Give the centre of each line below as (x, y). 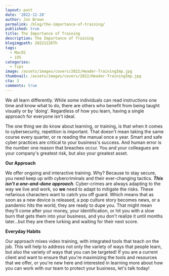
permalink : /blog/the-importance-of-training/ (55, 24)
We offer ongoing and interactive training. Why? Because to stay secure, (81, 173)
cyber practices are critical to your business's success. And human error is (83, 142)
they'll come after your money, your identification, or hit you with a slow (80, 210)
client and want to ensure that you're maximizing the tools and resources (81, 257)
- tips (17, 67)
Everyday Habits (23, 231)
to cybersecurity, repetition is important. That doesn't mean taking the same (85, 131)
